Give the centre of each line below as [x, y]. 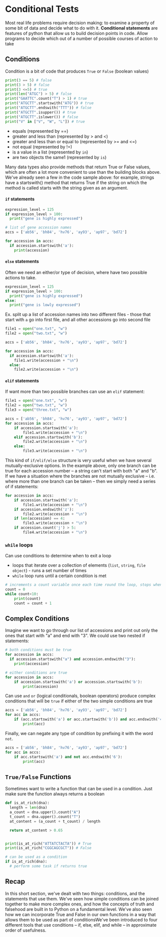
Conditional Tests [42, 9]
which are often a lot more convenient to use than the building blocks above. [83, 172]
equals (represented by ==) [40, 131]
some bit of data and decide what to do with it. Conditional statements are [82, 28]
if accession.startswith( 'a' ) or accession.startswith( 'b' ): [78, 682]
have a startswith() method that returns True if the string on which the [76, 182]
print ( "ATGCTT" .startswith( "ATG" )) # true [49, 103]
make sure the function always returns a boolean [55, 794]
